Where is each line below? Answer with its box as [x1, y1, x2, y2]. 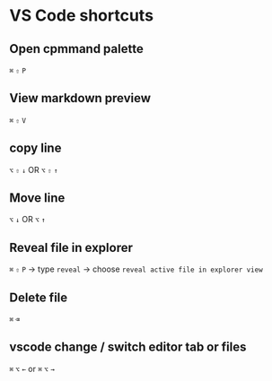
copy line [9, 141, 62, 156]
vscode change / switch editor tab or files [9, 340, 247, 355]
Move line [9, 190, 66, 206]
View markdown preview [9, 91, 151, 106]
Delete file [9, 290, 68, 305]
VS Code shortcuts [9, 5, 154, 26]
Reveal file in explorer [9, 239, 133, 255]
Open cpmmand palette [9, 41, 144, 56]
